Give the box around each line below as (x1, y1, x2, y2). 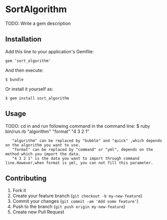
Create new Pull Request (12, 209, 64, 215)
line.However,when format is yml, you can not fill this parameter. (5, 160, 153, 165)
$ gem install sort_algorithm (5, 95, 70, 101)
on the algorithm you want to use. (5, 142, 81, 148)
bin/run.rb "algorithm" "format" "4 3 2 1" (5, 128, 90, 134)
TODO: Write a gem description (5, 20, 71, 26)
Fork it (12, 188, 26, 194)
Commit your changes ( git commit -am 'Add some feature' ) (12, 198, 139, 204)
